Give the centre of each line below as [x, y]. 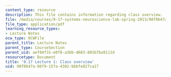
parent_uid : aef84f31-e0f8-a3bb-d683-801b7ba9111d [60, 52]
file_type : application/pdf [35, 24]
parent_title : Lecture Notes [36, 43]
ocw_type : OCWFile [25, 38]
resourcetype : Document [31, 57]
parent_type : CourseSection [35, 48]
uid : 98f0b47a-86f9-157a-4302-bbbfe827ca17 [52, 66]
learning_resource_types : [33, 29]
